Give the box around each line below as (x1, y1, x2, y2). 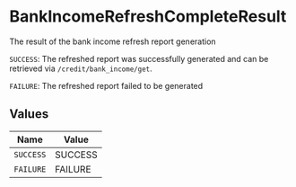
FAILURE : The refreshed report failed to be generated (9, 80, 204, 91)
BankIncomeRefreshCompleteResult (9, 6, 287, 27)
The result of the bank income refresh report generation (9, 36, 217, 47)
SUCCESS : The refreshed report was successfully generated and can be (9, 53, 269, 64)
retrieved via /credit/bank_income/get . (9, 63, 152, 74)
